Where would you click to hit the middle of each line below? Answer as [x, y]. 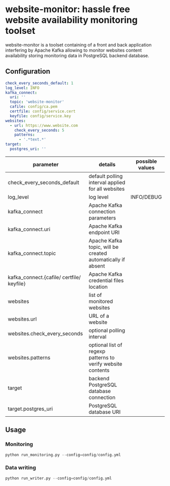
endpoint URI [104, 232]
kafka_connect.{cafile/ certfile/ [44, 277]
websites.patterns [29, 358]
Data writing [21, 468]
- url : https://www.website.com [44, 125]
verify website [105, 364]
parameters [102, 217]
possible [146, 161]
